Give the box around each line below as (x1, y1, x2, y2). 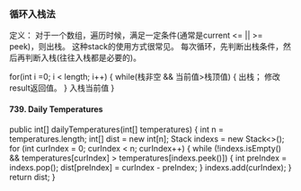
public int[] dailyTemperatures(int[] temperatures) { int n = (9, 124, 225, 135)
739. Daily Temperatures (9, 103, 103, 114)
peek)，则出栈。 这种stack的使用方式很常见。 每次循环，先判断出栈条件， (9, 41, 284, 52)
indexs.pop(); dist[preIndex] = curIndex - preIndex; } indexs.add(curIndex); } (9, 161, 292, 172)
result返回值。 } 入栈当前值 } (9, 82, 115, 93)
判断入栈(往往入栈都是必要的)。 (24, 52, 142, 64)
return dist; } (9, 171, 56, 182)
